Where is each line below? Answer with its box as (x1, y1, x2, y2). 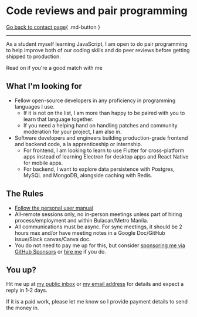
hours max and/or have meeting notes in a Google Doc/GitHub (14, 229, 165, 236)
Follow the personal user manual (14, 204, 94, 211)
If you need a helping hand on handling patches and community (23, 122, 178, 129)
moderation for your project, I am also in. (23, 128, 122, 135)
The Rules (6, 189, 44, 199)
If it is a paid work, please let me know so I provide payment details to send (6, 298, 188, 305)
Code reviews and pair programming (6, 4, 188, 18)
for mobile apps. (23, 159, 63, 166)
